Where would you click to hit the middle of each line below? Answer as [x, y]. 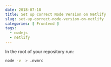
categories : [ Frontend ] [32, 24]
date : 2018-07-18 [23, 10]
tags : [11, 28]
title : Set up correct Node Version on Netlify [56, 14]
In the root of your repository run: [39, 51]
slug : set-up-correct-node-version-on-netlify [54, 19]
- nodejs [19, 33]
